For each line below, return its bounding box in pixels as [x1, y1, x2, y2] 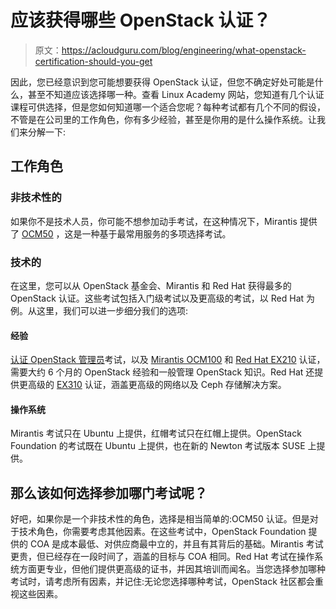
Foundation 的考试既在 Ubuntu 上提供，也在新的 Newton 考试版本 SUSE [10, 440, 306, 452]
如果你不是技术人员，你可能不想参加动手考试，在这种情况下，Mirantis [10, 215, 298, 227]
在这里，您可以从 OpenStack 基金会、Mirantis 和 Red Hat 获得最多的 [10, 279, 292, 291]
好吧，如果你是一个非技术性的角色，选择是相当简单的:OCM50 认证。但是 [10, 513, 310, 525]
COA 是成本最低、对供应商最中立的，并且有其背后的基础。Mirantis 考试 [29, 538, 324, 550]
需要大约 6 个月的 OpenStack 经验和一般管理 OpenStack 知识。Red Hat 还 [10, 366, 315, 378]
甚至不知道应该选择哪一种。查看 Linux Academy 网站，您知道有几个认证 [27, 88, 325, 100]
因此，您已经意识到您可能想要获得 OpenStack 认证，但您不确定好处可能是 [10, 76, 315, 88]
